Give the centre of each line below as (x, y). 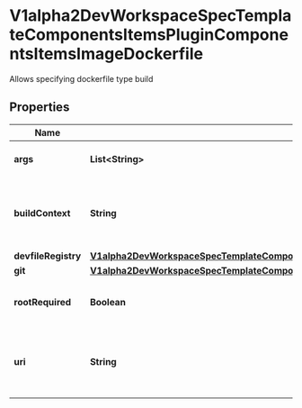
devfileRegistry (48, 256)
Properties (40, 108)
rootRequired (43, 302)
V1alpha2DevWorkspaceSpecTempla (151, 16)
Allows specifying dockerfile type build (81, 78)
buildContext (42, 213)
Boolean (107, 302)
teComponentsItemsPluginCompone (149, 35)
